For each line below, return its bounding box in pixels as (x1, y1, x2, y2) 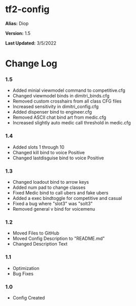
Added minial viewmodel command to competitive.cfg (12, 87, 125, 93)
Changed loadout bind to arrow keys (12, 179, 89, 185)
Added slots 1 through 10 (12, 144, 64, 150)
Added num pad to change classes (12, 184, 86, 191)
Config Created (12, 294, 45, 300)
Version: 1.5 (5, 30, 31, 36)
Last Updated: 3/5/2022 (5, 40, 57, 46)
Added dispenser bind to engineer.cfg (12, 109, 92, 115)
